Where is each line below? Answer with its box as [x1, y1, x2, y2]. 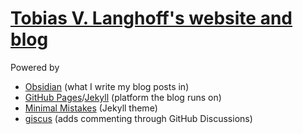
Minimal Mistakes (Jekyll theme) [24, 102, 158, 114]
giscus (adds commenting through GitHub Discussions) [24, 112, 253, 124]
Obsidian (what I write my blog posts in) [24, 80, 190, 92]
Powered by [10, 61, 60, 73]
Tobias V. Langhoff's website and [10, 7, 293, 30]
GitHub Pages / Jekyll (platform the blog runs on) [24, 91, 222, 103]
